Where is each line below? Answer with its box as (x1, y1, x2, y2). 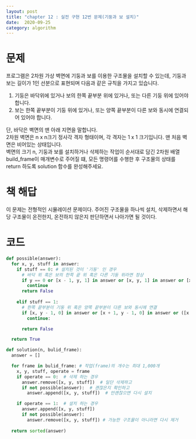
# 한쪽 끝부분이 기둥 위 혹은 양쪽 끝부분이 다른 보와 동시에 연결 (21, 305, 157, 310)
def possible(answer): (6, 255, 61, 262)
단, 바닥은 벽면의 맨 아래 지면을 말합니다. (6, 126, 98, 133)
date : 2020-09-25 (6, 19, 51, 25)
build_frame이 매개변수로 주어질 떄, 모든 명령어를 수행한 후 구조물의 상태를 (6, 155, 176, 163)
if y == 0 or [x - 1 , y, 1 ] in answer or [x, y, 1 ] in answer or (21, 277, 184, 284)
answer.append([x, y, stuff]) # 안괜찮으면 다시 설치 (27, 390, 152, 396)
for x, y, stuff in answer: (11, 261, 80, 267)
